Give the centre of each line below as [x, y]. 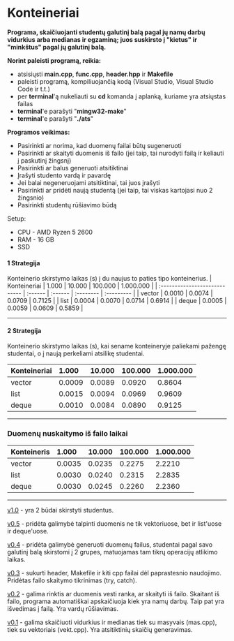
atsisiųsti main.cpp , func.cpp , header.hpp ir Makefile [95, 74]
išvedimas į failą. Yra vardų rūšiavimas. [63, 608]
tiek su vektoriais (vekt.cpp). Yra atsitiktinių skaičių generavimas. [100, 629]
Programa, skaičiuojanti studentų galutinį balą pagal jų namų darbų [106, 32]
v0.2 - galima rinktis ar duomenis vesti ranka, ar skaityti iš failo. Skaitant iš [114, 594]
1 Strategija [24, 263]
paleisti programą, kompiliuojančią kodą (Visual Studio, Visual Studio [116, 81]
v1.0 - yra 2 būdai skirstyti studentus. [60, 510]
